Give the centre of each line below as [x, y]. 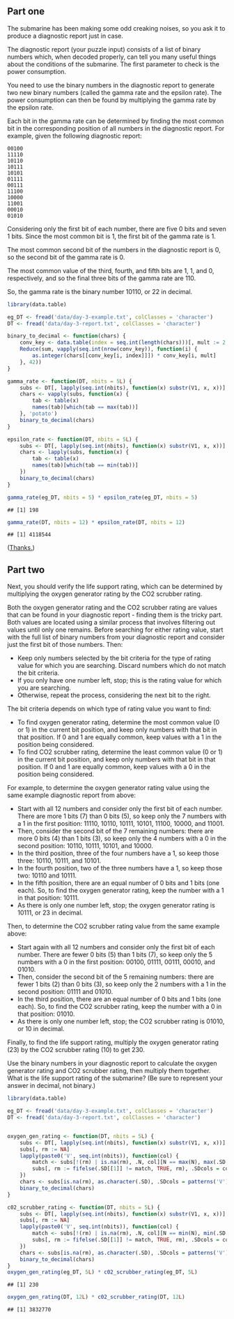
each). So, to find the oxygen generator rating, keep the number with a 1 [120, 891]
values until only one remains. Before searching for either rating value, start [115, 630]
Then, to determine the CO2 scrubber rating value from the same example [114, 926]
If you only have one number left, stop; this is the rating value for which [119, 680]
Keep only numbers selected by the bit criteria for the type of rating [114, 658]
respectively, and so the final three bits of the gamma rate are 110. [102, 278]
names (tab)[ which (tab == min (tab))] [85, 465]
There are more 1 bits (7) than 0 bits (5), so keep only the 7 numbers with [122, 816]
